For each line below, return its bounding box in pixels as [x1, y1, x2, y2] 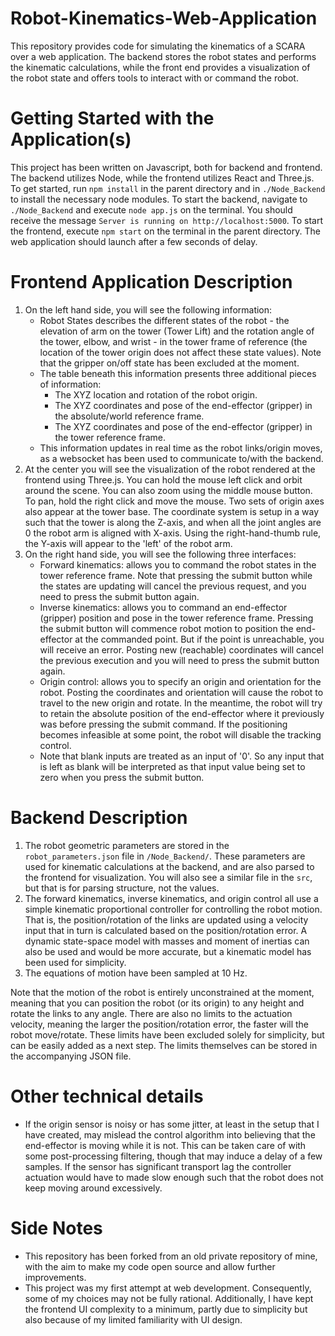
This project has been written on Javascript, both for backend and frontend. [10, 161, 323, 173]
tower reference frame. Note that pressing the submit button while [39, 569, 313, 581]
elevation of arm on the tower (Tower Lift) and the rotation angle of [39, 325, 315, 337]
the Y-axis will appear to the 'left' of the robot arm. [24, 537, 233, 549]
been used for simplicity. [24, 956, 127, 968]
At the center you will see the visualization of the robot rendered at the [24, 463, 316, 475]
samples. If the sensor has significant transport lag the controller [24, 1160, 292, 1172]
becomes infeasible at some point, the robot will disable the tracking [39, 728, 322, 741]
